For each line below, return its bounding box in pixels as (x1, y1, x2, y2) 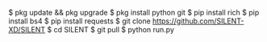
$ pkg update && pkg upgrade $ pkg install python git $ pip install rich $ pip (8, 8, 260, 17)
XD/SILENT (8, 25, 46, 34)
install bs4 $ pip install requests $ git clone (8, 16, 151, 26)
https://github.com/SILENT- (152, 16, 244, 26)
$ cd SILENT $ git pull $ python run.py (47, 25, 175, 34)
